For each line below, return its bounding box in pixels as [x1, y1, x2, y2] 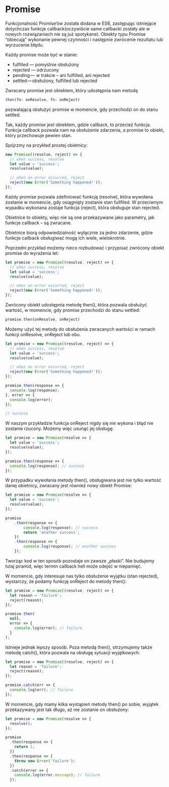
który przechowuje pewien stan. [5, 132, 72, 138]
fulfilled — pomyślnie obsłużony [12, 61, 79, 67]
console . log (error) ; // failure [14, 625, 82, 631]
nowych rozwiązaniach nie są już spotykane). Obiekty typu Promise [5, 31, 146, 37]
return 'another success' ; [23, 530, 80, 535]
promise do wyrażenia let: [5, 250, 59, 256]
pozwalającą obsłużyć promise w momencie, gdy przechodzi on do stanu [5, 106, 158, 112]
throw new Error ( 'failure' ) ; [14, 758, 76, 763]
